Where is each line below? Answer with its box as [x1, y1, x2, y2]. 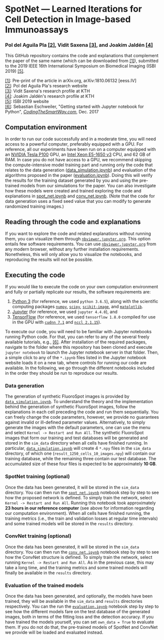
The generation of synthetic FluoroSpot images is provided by [5, 393, 130, 399]
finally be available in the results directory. [5, 570, 92, 576]
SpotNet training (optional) [5, 473, 70, 480]
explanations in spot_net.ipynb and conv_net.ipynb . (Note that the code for [5, 193, 155, 199]
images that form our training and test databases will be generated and [5, 435, 148, 441]
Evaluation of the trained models [5, 582, 84, 589]
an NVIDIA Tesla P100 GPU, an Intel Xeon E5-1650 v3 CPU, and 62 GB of [5, 151, 151, 157]
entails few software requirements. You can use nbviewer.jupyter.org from [5, 241, 157, 247]
